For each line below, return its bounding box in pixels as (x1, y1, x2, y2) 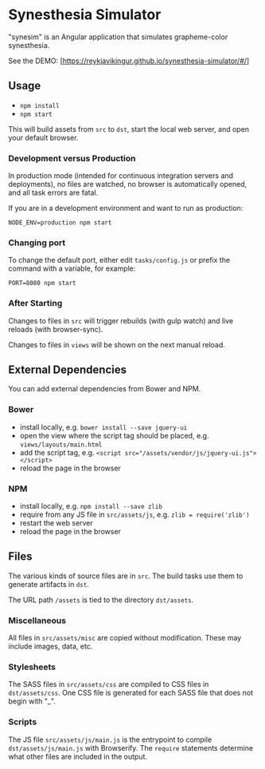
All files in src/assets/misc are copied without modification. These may (8, 633, 242, 643)
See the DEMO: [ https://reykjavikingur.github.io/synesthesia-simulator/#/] (8, 56, 250, 65)
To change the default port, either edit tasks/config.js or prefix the (8, 256, 231, 265)
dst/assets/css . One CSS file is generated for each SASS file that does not (8, 688, 253, 698)
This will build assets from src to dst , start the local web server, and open (8, 124, 249, 133)
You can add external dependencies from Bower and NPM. (8, 384, 201, 394)
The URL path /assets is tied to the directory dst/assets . (8, 595, 194, 604)
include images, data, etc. (8, 641, 93, 652)
